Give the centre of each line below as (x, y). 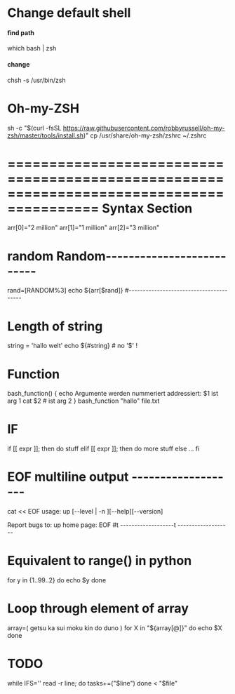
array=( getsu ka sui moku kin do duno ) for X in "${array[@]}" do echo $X (115, 628)
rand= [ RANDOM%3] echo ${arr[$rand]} (65, 291)
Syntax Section (147, 208)
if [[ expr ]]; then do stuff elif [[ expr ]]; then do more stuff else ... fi (103, 449)
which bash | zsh (32, 48)
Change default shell (69, 13)
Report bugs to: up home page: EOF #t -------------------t (92, 525)
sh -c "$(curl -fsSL (34, 128)
